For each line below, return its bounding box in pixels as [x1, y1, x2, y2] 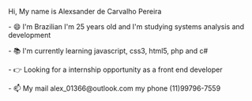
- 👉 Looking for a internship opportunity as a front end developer [8, 65, 223, 74]
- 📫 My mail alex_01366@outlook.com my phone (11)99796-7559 [8, 84, 221, 93]
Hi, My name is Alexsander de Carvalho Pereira [8, 7, 162, 16]
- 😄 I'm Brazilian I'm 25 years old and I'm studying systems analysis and [8, 22, 245, 31]
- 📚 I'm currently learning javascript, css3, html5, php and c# [8, 47, 209, 55]
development [8, 31, 51, 39]
